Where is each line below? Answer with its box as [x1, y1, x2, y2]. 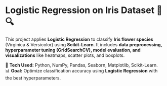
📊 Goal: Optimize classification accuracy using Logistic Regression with [5, 67, 158, 73]
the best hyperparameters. [5, 75, 61, 81]
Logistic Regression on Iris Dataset [5, 5, 155, 16]
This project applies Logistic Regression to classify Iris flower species [5, 36, 153, 42]
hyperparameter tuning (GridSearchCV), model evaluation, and [5, 47, 141, 53]
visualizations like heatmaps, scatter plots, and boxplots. [5, 52, 125, 58]
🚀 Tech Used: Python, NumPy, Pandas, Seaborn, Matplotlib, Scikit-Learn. [5, 62, 158, 68]
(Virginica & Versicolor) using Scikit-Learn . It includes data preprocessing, [5, 41, 162, 47]
